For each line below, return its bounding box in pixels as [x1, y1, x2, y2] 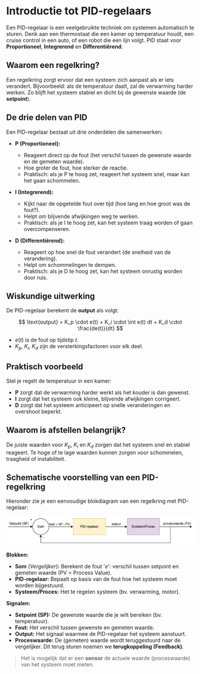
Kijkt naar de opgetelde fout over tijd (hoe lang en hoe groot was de [23, 200, 190, 207]
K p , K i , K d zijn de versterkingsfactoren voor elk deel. [14, 343, 143, 352]
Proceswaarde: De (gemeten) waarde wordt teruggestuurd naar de [14, 637, 181, 644]
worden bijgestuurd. [14, 582, 64, 589]
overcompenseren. [23, 225, 70, 232]
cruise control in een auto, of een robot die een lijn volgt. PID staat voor [6, 36, 181, 44]
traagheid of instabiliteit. [6, 455, 66, 462]
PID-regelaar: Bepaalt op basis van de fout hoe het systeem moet [14, 575, 177, 583]
